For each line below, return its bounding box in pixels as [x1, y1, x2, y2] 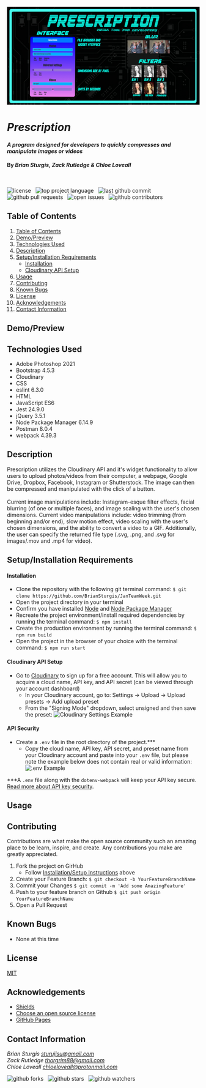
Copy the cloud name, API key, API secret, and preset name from [24, 745, 189, 752]
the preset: [24, 710, 53, 718]
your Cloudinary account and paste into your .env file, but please [24, 751, 189, 759]
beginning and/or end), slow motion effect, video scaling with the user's [7, 518, 188, 525]
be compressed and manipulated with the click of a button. [7, 485, 155, 493]
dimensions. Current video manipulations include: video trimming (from [7, 511, 186, 518]
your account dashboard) [15, 685, 80, 692]
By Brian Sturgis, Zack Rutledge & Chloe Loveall [7, 162, 131, 169]
